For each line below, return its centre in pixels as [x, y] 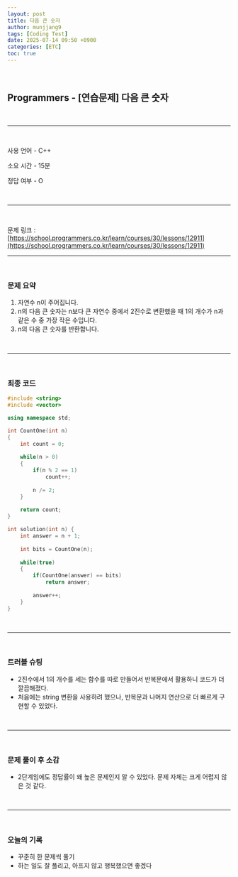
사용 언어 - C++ [29, 151]
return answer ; [68, 582]
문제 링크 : [22, 230]
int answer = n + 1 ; [50, 536]
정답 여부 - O [25, 180]
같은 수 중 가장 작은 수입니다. [57, 320]
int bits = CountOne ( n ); [57, 549]
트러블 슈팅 [25, 663]
